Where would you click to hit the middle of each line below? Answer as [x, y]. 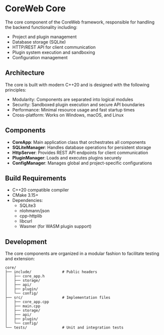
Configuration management [40, 57]
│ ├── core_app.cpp [27, 302]
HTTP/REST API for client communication [54, 47]
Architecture [25, 73]
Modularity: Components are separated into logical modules [73, 99]
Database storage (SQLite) [39, 42]
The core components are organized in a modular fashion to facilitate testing [82, 254]
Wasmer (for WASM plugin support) [56, 226]
